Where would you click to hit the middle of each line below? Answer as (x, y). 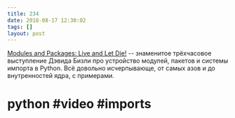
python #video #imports (79, 104)
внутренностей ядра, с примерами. (61, 76)
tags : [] (20, 27)
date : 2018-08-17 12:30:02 (47, 20)
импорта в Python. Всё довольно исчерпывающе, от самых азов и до (111, 68)
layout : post (26, 33)
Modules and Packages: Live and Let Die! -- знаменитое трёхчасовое (109, 53)
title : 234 (23, 14)
